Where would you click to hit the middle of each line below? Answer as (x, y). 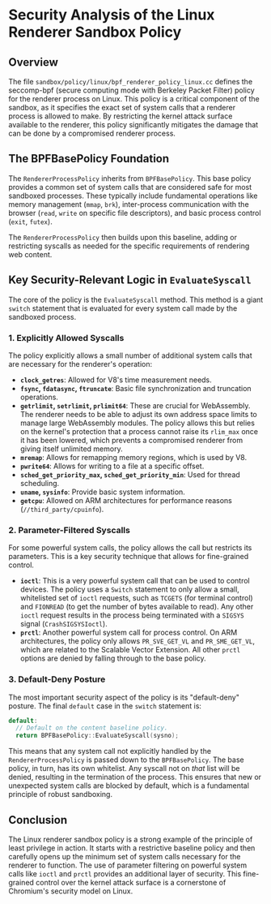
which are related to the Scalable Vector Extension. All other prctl (130, 650)
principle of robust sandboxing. (61, 794)
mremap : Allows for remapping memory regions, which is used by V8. (133, 457)
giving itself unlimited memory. (71, 449)
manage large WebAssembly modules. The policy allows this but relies (137, 423)
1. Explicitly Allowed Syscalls (66, 338)
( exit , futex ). (30, 222)
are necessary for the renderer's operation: (80, 364)
